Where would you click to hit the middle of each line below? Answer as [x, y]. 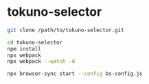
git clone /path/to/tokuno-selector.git [66, 30]
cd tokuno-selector [35, 42]
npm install [24, 48]
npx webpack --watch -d [41, 61]
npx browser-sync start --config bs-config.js [75, 74]
